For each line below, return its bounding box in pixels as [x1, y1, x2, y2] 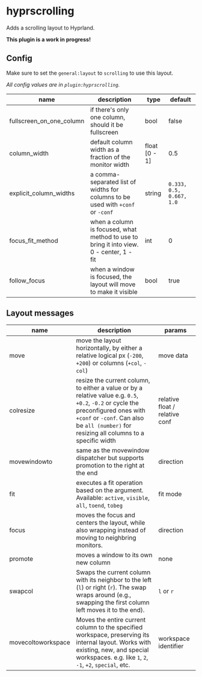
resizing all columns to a [76, 429, 144, 437]
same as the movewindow [76, 446, 150, 454]
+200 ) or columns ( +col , [76, 358, 142, 367]
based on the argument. [76, 486, 144, 494]
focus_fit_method [9, 236, 58, 245]
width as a [90, 145, 120, 154]
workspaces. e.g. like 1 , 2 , [76, 653, 148, 661]
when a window [90, 265, 135, 273]
